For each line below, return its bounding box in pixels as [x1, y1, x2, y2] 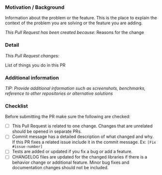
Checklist [5, 103, 28, 109]
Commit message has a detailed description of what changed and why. [12, 134, 154, 140]
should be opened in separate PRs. [12, 128, 82, 135]
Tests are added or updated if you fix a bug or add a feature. [12, 149, 133, 155]
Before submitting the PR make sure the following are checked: [5, 114, 131, 120]
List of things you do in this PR [5, 62, 66, 68]
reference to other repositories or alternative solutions [5, 90, 113, 96]
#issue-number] [12, 144, 43, 149]
